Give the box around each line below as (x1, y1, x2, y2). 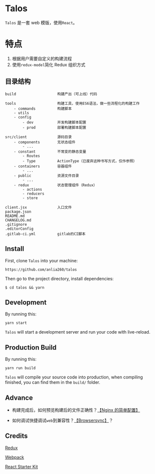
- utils (14, 110, 29, 115)
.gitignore (5, 222, 27, 227)
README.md (5, 213, 25, 218)
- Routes (22, 153, 40, 158)
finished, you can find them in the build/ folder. (5, 379, 101, 385)
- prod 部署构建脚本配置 (22, 125, 86, 130)
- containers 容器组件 (14, 164, 72, 169)
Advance (5, 394, 33, 402)
